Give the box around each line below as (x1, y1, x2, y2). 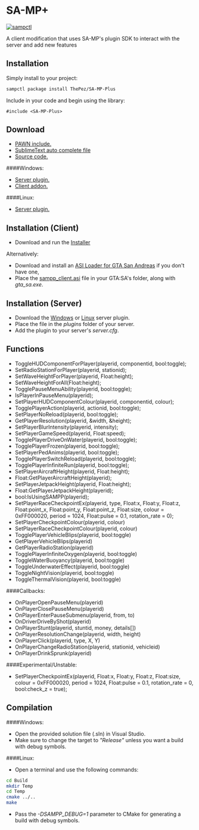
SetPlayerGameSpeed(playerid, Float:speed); (14, 429, 126, 436)
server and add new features (6, 41, 77, 48)
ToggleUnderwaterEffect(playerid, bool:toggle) (14, 562, 130, 570)
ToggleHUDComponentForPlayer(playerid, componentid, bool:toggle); (14, 359, 186, 367)
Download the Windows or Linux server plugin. (14, 314, 130, 321)
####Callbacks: (6, 587, 46, 594)
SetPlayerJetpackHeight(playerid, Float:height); (14, 480, 132, 487)
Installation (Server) (6, 298, 82, 308)
